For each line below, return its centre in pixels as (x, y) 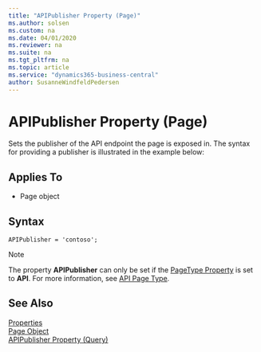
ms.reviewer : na (35, 45)
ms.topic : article (39, 68)
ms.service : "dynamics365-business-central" (83, 75)
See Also (31, 303)
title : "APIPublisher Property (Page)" (75, 16)
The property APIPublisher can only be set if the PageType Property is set (131, 270)
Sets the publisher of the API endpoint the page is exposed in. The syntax (129, 143)
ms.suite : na (30, 53)
